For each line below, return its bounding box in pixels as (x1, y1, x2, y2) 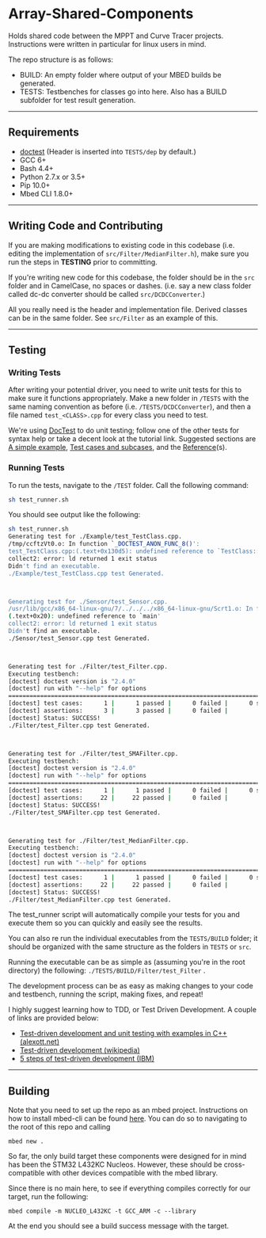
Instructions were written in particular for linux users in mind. (8, 39, 207, 48)
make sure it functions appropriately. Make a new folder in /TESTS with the (8, 394, 249, 403)
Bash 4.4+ (19, 163, 54, 173)
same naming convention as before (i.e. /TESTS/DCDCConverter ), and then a (8, 402, 252, 412)
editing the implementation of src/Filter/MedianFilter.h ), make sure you (8, 249, 249, 258)
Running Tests (8, 463, 65, 474)
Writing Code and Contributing (8, 219, 164, 233)
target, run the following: (8, 1192, 89, 1202)
